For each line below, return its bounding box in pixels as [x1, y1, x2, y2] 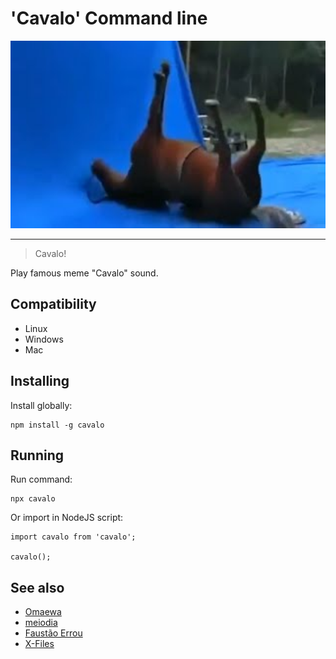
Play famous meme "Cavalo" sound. [10, 267, 159, 279]
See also [10, 579, 65, 596]
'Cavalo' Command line [10, 7, 208, 30]
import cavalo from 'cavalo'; [10, 532, 137, 542]
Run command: [10, 473, 73, 486]
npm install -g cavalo [10, 420, 105, 430]
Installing [10, 373, 70, 390]
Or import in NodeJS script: [10, 512, 124, 524]
